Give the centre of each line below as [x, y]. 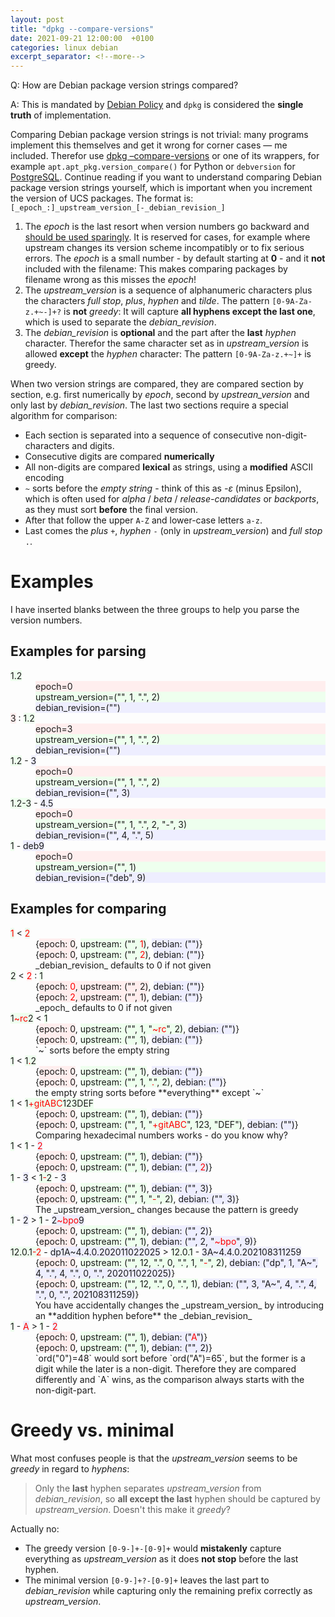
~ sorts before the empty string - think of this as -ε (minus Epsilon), [163, 488]
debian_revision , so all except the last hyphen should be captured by [177, 1498]
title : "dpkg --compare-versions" [82, 29]
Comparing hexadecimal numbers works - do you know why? [162, 1135]
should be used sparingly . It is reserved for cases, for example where [167, 237]
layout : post [37, 19]
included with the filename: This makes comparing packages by [156, 269]
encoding [44, 478]
